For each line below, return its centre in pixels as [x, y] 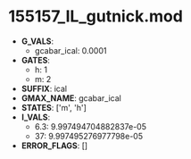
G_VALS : [37, 41]
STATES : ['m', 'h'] [54, 107]
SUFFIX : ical [44, 88]
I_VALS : [36, 117]
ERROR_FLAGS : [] [54, 146]
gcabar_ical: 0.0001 [71, 50]
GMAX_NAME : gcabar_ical [71, 98]
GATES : [36, 60]
